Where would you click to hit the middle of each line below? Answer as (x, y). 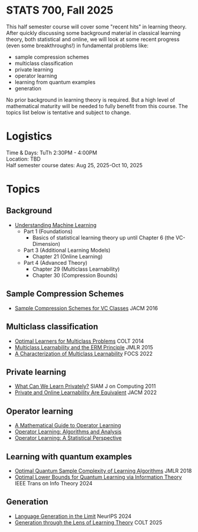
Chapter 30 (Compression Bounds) (75, 275)
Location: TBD (24, 159)
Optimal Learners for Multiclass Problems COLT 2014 (79, 341)
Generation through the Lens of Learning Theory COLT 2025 (88, 522)
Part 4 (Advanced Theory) (55, 262)
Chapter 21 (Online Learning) (67, 256)
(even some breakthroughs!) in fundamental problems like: (77, 46)
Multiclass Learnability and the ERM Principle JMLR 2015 (84, 347)
